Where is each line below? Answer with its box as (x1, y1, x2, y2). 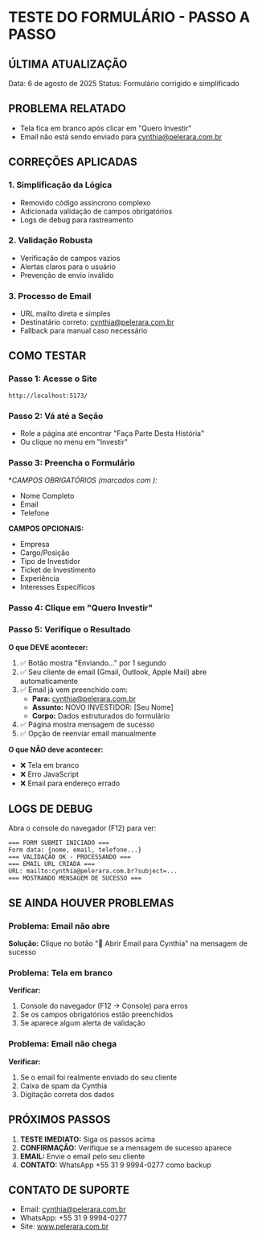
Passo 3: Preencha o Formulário (8, 458, 135, 468)
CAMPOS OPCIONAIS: (8, 524, 84, 533)
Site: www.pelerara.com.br (19, 1221, 109, 1232)
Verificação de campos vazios (19, 253, 121, 263)
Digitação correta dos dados (19, 1089, 115, 1099)
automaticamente (19, 676, 79, 686)
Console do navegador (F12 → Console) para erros (19, 1001, 189, 1011)
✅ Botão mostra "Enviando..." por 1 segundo (19, 657, 166, 668)
